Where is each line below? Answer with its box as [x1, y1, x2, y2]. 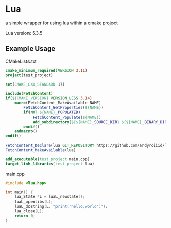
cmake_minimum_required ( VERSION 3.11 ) [5, 68, 88, 73]
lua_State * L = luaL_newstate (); [14, 194, 85, 199]
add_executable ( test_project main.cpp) [5, 156, 90, 162]
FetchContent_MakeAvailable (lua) [5, 148, 76, 153]
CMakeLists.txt [5, 58, 37, 64]
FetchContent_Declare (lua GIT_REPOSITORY [5, 143, 95, 148]
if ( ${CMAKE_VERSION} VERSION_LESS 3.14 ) [5, 96, 93, 101]
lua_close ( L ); [14, 209, 44, 214]
